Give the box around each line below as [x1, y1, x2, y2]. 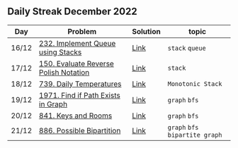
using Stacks [38, 47, 82, 57]
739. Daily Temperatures [38, 79, 122, 89]
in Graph [38, 99, 68, 109]
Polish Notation [38, 67, 90, 77]
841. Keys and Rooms [38, 111, 113, 121]
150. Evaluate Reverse [38, 58, 115, 68]
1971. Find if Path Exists [38, 90, 120, 100]
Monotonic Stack [167, 80, 222, 87]
